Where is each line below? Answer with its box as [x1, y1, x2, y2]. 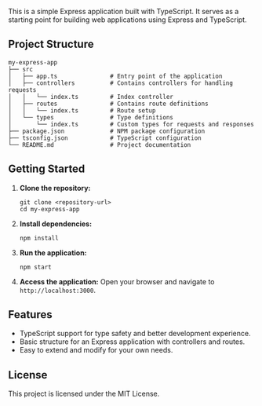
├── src [8, 65, 34, 73]
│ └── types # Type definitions [8, 113, 174, 121]
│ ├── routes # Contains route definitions [8, 100, 209, 108]
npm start [19, 263, 53, 271]
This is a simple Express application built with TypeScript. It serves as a [8, 7, 239, 16]
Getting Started [8, 163, 86, 176]
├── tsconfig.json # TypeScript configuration [8, 134, 202, 142]
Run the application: [19, 247, 88, 258]
